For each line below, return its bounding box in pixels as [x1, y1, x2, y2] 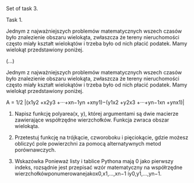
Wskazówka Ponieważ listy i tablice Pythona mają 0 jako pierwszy [14, 158, 174, 164]
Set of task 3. [6, 5, 39, 12]
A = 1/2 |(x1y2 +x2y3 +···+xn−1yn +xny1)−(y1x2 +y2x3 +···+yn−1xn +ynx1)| [6, 99, 185, 106]
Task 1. [6, 16, 23, 23]
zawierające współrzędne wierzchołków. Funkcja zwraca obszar [14, 116, 169, 123]
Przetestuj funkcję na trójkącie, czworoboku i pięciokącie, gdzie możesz [14, 134, 189, 141]
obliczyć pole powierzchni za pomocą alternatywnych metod [14, 140, 162, 147]
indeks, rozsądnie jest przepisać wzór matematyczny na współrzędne [14, 164, 183, 171]
